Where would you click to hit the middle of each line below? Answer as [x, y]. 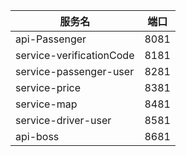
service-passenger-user [75, 71]
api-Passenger [51, 39]
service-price [48, 87]
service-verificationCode [75, 55]
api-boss [37, 136]
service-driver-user [63, 120]
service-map [46, 104]
